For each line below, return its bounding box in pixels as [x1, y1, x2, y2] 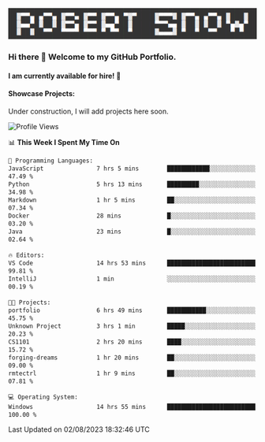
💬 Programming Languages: [8, 157, 93, 165]
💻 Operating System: [8, 393, 79, 401]
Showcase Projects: [8, 89, 75, 98]
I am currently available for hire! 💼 [8, 71, 121, 80]
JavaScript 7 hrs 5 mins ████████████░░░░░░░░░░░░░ [8, 165, 256, 173]
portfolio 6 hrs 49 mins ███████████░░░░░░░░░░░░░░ [8, 306, 256, 314]
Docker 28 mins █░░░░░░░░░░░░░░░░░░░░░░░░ [8, 212, 256, 220]
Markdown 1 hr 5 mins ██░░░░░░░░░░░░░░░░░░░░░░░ [8, 196, 256, 204]
